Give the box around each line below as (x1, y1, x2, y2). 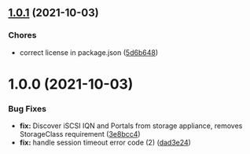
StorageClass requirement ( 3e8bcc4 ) (19, 130, 141, 139)
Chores (8, 30, 37, 41)
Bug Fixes (8, 103, 47, 114)
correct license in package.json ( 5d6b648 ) (19, 47, 159, 57)
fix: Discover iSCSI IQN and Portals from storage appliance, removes (19, 121, 243, 130)
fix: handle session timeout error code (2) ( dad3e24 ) (19, 137, 191, 148)
